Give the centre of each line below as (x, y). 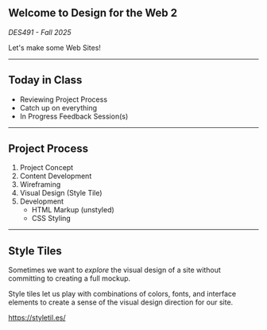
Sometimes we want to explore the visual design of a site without (114, 270)
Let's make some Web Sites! (55, 48)
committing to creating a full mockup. (70, 278)
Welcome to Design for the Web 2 (93, 13)
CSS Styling (51, 219)
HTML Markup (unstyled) (73, 210)
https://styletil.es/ (37, 318)
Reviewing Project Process (64, 99)
